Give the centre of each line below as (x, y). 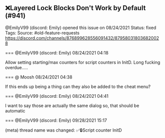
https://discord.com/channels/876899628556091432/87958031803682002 (82, 38)
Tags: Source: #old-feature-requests (42, 33)
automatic (15, 110)
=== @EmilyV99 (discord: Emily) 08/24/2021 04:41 (57, 96)
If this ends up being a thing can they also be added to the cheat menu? (78, 86)
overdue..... (17, 67)
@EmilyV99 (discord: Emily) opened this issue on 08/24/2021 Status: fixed (81, 28)
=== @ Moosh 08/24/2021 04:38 (39, 77)
